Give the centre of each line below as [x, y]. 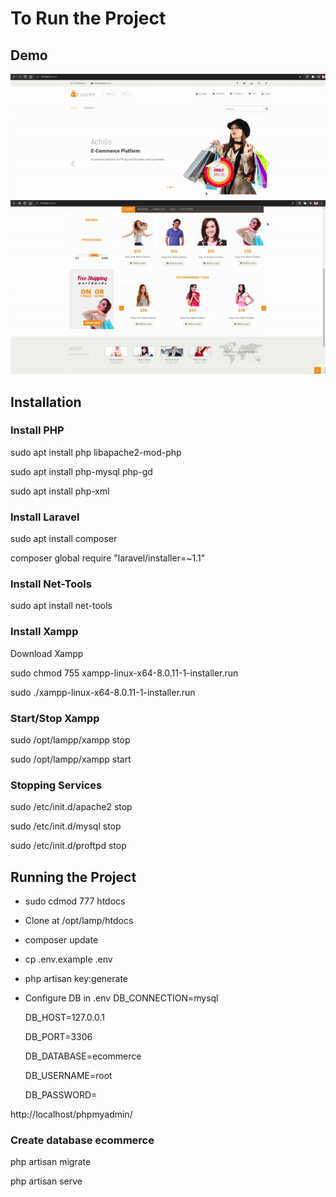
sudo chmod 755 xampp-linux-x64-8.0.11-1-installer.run [124, 673]
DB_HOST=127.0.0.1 [64, 1018]
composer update [61, 940]
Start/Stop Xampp [55, 718]
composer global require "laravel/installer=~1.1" [108, 558]
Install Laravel [45, 517]
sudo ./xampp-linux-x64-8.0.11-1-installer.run [103, 692]
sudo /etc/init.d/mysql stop [66, 826]
